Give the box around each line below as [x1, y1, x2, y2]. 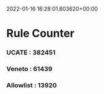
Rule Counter [6, 27, 75, 40]
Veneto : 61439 [6, 65, 53, 73]
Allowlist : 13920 [6, 81, 57, 89]
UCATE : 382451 [6, 48, 56, 57]
